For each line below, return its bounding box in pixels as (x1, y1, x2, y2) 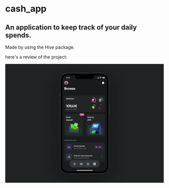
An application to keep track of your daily (5, 23, 137, 32)
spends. (5, 31, 32, 39)
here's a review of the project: (5, 54, 67, 60)
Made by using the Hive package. (5, 44, 75, 50)
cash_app (5, 3, 47, 15)
